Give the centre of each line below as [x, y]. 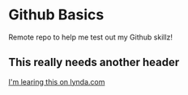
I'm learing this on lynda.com [57, 81]
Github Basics [56, 15]
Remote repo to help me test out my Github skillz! [90, 37]
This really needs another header [94, 62]
